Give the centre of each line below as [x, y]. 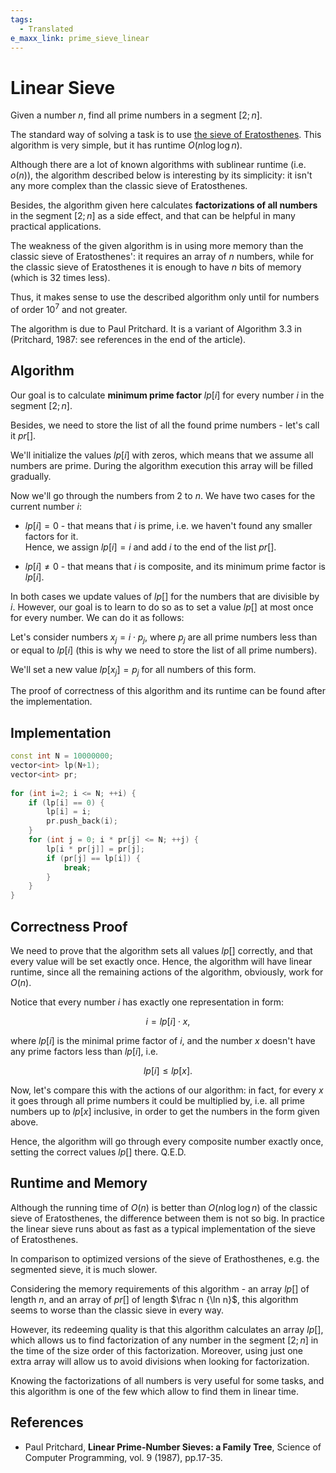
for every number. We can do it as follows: [97, 617]
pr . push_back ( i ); [82, 821]
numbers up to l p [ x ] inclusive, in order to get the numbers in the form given [165, 1111]
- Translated [46, 29]
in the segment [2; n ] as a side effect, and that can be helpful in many [153, 216]
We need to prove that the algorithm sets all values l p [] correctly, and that [161, 950]
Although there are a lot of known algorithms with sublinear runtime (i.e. [158, 165]
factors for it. [51, 536]
